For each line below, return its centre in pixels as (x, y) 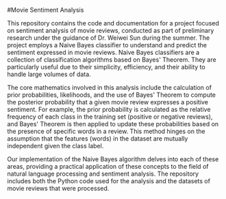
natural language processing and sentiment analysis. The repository (103, 174)
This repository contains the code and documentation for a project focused (113, 23)
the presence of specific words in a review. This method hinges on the (106, 131)
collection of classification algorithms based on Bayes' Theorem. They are (112, 60)
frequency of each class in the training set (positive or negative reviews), (110, 117)
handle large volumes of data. (49, 74)
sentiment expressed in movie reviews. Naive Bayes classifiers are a (103, 52)
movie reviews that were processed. (58, 188)
